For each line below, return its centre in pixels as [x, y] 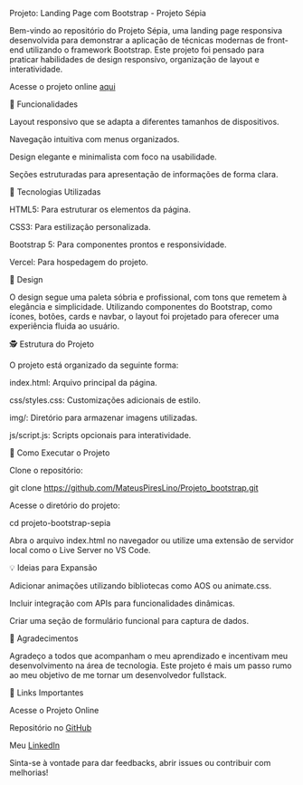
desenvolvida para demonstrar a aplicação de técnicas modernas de [137, 40]
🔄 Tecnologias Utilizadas [55, 192]
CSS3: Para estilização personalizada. [80, 227]
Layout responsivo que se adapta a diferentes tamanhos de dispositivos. [144, 122]
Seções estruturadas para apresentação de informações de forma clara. [144, 174]
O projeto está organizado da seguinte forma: [94, 365]
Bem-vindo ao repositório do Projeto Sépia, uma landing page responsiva [146, 30]
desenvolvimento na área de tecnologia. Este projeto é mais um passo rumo [151, 665]
